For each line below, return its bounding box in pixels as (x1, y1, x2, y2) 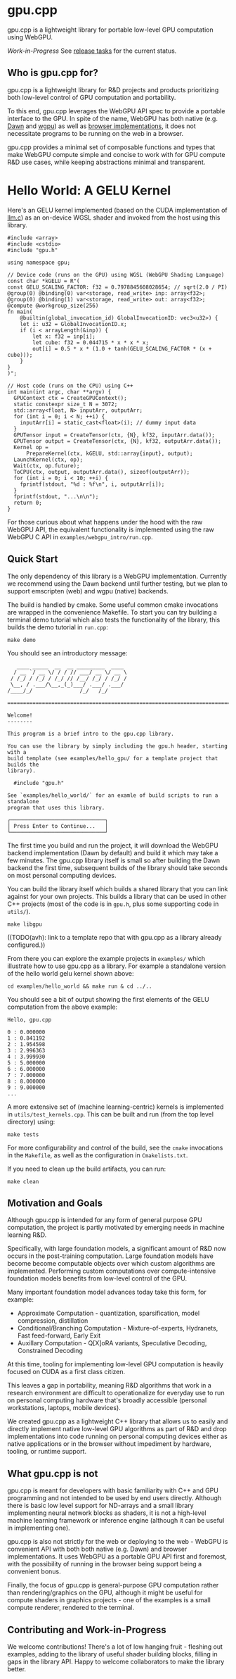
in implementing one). (7, 1523, 70, 1533)
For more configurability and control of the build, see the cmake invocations (7, 1143, 223, 1152)
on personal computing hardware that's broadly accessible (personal (7, 1396, 207, 1404)
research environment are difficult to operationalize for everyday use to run (7, 1389, 225, 1397)
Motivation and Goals (7, 1197, 103, 1209)
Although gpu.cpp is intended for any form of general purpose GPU (7, 1216, 202, 1224)
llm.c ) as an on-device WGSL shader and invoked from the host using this (7, 213, 221, 222)
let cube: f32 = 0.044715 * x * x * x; (32, 339, 150, 346)
